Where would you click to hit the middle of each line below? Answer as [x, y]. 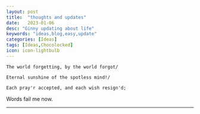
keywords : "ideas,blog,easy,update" [51, 34]
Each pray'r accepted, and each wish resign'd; [66, 88]
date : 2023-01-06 [30, 23]
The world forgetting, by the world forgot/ [62, 67]
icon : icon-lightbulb [33, 51]
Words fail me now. [30, 98]
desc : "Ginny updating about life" [50, 28]
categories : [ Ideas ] [32, 39]
